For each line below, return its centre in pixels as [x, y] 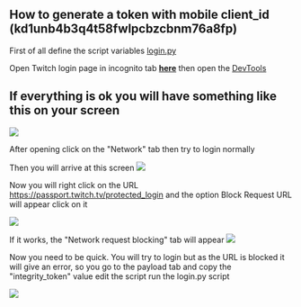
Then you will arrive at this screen [72, 167]
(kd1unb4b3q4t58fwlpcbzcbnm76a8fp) [124, 29]
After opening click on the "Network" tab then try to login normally [132, 149]
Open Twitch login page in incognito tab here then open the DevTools [138, 68]
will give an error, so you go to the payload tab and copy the [120, 266]
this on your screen [65, 110]
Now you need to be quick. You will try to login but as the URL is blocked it [147, 257]
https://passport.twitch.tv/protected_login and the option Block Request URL [150, 194]
